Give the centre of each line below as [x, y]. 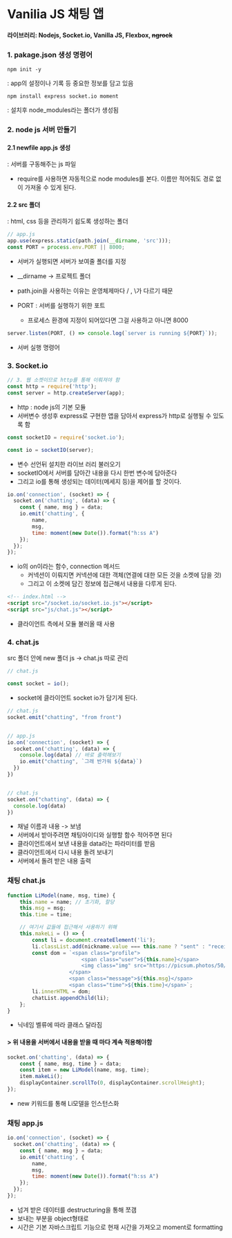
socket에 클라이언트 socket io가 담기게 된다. [77, 698]
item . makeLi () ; [41, 1077]
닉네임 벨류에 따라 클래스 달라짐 [59, 1025]
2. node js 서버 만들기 [42, 130]
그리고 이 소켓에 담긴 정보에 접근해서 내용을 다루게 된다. [102, 584]
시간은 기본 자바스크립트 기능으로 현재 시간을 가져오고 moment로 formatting [120, 1227]
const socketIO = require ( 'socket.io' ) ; [66, 437]
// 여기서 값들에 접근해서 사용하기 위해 [68, 927]
